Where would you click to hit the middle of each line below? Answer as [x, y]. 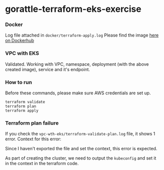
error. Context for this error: [33, 139]
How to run [19, 82]
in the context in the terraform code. [42, 164]
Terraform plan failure [32, 123]
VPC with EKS [22, 53]
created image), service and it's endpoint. [48, 69]
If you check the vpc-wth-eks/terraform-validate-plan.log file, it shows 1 [80, 134]
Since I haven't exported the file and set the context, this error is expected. [81, 149]
